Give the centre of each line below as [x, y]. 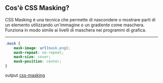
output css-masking [25, 75]
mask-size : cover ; [32, 57]
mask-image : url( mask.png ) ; [42, 48]
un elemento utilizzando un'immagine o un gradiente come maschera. [75, 25]
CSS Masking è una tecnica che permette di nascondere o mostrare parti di [80, 19]
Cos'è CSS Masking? [37, 8]
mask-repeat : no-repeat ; [39, 52]
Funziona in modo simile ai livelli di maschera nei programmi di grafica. [76, 30]
